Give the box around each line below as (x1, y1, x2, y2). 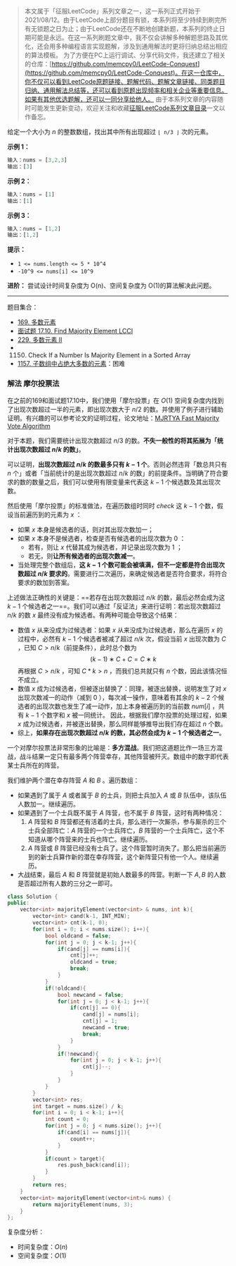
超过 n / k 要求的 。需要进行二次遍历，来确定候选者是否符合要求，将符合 (23, 569, 228, 577)
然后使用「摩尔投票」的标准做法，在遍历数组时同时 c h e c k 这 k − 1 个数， (7, 501, 218, 510)
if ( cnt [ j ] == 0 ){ (70, 1004, 121, 1012)
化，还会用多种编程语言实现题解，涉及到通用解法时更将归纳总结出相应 (24, 42, 228, 50)
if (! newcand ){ (57, 1050, 99, 1057)
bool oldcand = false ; (44, 932, 112, 940)
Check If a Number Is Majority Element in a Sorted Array (27, 351, 191, 359)
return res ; (32, 1181, 68, 1188)
